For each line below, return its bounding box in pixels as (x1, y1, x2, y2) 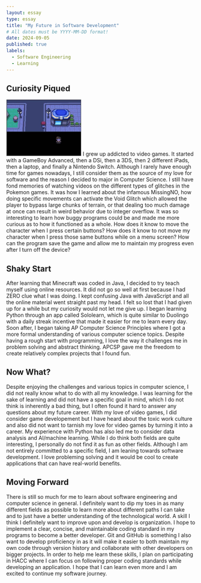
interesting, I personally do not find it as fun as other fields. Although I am (6, 441, 188, 448)
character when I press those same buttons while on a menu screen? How (6, 233, 190, 240)
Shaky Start (6, 263, 52, 273)
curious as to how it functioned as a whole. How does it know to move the (6, 221, 189, 228)
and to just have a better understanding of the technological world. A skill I (6, 512, 190, 519)
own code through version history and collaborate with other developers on (6, 544, 193, 551)
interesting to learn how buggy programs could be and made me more (6, 214, 180, 222)
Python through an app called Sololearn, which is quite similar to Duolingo (6, 311, 189, 319)
